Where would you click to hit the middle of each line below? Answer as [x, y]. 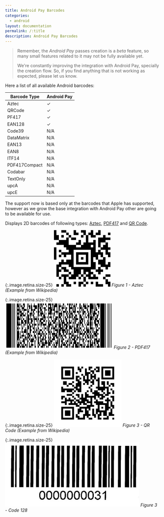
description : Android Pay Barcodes [41, 36]
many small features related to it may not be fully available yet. [80, 56]
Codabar [16, 172]
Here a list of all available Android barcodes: [50, 85]
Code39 [15, 131]
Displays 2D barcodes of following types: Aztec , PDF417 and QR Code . [77, 223]
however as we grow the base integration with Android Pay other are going [81, 208]
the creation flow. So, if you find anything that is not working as [81, 71]
